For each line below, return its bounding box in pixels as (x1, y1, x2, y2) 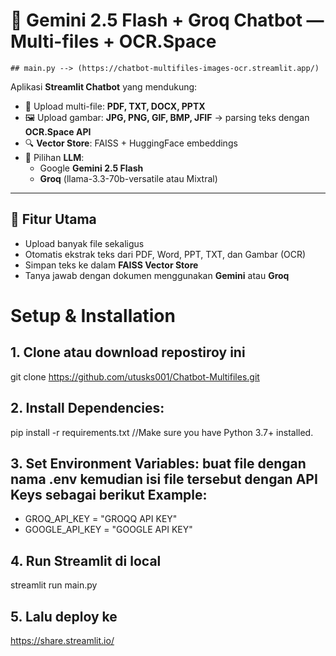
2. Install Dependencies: (10, 400, 165, 417)
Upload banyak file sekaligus (24, 237, 145, 249)
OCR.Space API (24, 125, 92, 138)
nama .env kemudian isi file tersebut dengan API (10, 470, 318, 488)
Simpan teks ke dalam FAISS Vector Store (24, 259, 199, 271)
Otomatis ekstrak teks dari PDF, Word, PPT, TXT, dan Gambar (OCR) (24, 248, 307, 260)
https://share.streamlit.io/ (10, 635, 115, 646)
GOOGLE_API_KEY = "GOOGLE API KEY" (24, 524, 193, 536)
